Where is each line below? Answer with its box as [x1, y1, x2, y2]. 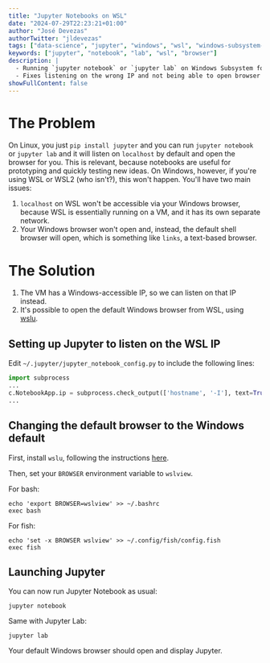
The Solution [8, 261, 96, 280]
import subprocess [8, 374, 70, 383]
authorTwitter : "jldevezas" [8, 34, 103, 43]
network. [19, 216, 50, 226]
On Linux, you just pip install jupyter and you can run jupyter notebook [8, 140, 254, 150]
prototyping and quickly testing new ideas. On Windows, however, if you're [8, 166, 257, 176]
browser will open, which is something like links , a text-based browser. [19, 233, 257, 242]
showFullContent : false [8, 79, 88, 87]
